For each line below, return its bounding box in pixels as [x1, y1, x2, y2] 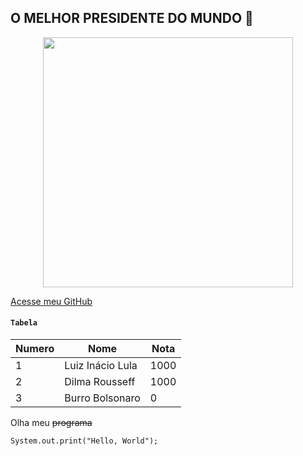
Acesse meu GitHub [10, 295, 93, 307]
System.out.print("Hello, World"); [10, 436, 159, 446]
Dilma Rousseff [64, 375, 136, 389]
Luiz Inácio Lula [64, 359, 138, 373]
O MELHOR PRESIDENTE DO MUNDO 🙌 [10, 10, 254, 27]
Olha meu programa [10, 417, 93, 429]
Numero [15, 342, 55, 356]
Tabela [10, 318, 38, 328]
